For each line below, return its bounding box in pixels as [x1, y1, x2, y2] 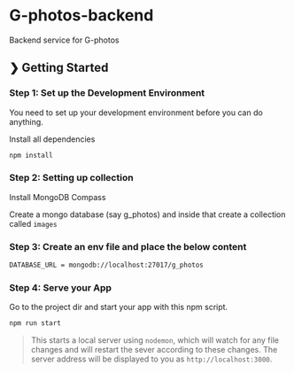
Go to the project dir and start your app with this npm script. [9, 302, 228, 313]
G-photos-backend [9, 5, 154, 26]
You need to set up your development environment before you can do [9, 107, 263, 118]
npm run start [9, 319, 62, 328]
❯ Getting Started [9, 60, 109, 75]
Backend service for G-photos [9, 35, 120, 45]
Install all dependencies [9, 134, 96, 144]
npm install [9, 151, 53, 159]
